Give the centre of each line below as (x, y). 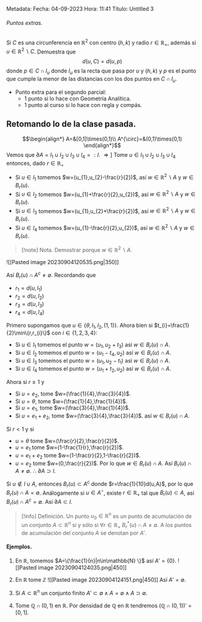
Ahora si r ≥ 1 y (25, 382)
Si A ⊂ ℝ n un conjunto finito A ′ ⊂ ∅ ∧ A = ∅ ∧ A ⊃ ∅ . (81, 592)
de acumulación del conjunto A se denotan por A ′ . (84, 533)
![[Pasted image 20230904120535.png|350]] (63, 262)
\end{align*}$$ (102, 145)
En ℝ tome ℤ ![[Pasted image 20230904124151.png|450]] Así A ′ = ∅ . (101, 579)
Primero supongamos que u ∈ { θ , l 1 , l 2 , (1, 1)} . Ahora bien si (80, 326)
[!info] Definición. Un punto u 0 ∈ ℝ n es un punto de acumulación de (106, 516)
